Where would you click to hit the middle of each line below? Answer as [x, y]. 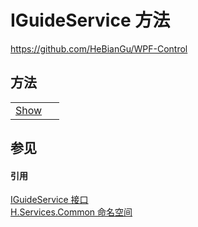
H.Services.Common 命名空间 [71, 212]
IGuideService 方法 [90, 20]
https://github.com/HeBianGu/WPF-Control [99, 48]
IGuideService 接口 [49, 200]
